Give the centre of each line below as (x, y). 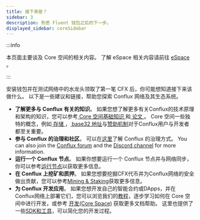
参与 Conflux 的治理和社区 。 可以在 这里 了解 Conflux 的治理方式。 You (101, 139)
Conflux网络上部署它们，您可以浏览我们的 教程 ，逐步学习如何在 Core (99, 196)
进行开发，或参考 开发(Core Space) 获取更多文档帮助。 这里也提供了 (110, 203)
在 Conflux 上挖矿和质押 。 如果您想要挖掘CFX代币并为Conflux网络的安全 (104, 174)
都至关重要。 (30, 131)
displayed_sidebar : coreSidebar (46, 28)
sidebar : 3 (20, 17)
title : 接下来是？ (27, 12)
